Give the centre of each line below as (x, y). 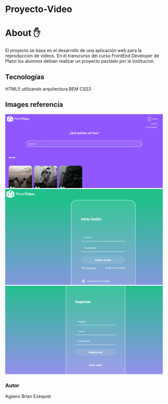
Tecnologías (25, 77)
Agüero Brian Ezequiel (28, 396)
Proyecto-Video (39, 9)
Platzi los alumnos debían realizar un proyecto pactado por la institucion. (80, 61)
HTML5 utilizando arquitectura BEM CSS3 (48, 89)
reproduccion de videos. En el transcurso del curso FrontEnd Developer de (82, 56)
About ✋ (23, 33)
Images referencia (34, 105)
